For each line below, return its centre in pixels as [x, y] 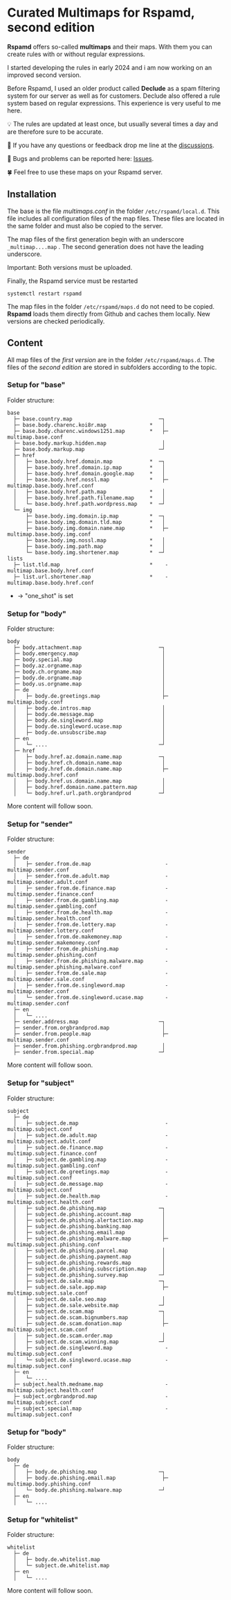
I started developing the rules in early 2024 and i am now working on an [110, 67]
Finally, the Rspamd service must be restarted [73, 281]
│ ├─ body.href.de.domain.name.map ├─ [91, 769]
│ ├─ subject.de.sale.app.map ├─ [91, 1287]
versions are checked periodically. [56, 321]
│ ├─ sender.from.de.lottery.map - [91, 925]
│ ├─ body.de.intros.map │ [90, 708]
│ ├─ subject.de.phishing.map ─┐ [90, 1208]
